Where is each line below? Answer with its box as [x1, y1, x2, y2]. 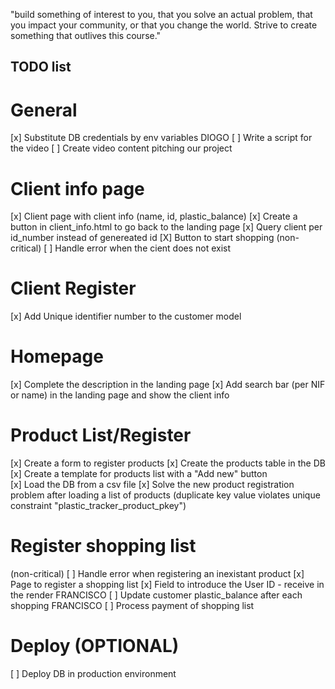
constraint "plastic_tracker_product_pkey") [10, 500, 187, 512]
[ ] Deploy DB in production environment [10, 667, 177, 679]
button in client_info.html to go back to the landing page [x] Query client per [10, 221, 323, 233]
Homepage [10, 345, 104, 368]
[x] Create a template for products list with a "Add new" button [10, 468, 268, 480]
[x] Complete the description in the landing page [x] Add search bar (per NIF [10, 379, 326, 391]
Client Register [10, 277, 137, 300]
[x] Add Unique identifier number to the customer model [10, 310, 242, 323]
